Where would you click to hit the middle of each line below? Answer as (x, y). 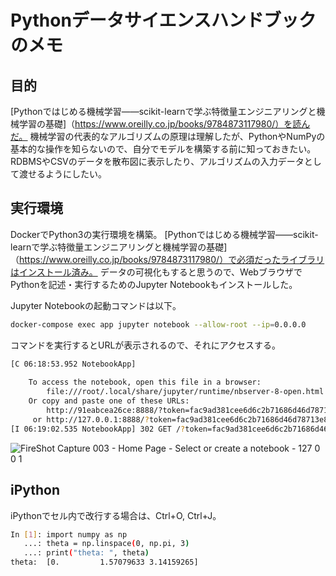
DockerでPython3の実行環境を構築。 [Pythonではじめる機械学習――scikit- (164, 234)
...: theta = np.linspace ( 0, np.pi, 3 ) (106, 544)
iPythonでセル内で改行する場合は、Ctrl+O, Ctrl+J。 (116, 515)
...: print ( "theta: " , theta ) (86, 553)
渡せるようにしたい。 (62, 174)
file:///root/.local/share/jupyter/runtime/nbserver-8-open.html (185, 392)
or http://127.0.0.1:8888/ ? (91, 419)
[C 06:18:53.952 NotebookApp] (73, 364)
